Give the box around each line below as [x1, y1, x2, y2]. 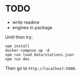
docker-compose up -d [5, 48, 50, 53]
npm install [5, 43, 30, 48]
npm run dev [5, 56, 30, 62]
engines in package [12, 24, 53, 30]
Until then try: [5, 34, 33, 40]
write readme [12, 19, 40, 25]
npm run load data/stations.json [5, 52, 74, 57]
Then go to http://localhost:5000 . [5, 65, 77, 71]
